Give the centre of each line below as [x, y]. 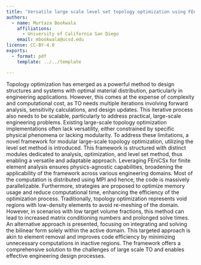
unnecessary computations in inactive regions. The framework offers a [94, 243]
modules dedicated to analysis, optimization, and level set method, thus [95, 154]
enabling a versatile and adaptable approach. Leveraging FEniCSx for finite [98, 160]
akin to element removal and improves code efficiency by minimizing [91, 236]
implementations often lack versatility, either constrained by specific [90, 129]
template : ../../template [49, 62]
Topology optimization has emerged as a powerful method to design [90, 84]
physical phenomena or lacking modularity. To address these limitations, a [98, 135]
